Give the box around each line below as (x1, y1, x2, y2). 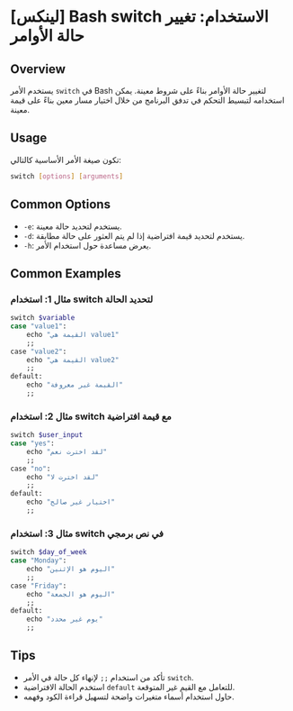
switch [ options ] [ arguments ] (10, 171, 124, 181)
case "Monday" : (10, 556, 67, 565)
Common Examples (10, 266, 122, 281)
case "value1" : (10, 322, 67, 331)
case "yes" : (10, 439, 55, 448)
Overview (10, 61, 67, 77)
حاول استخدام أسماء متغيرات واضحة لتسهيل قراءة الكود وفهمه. (22, 691, 235, 702)
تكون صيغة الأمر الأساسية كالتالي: (10, 154, 122, 165)
